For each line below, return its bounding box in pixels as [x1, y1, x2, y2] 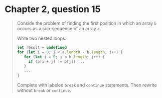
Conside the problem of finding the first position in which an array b [17, 20, 156, 26]
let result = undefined [17, 45, 67, 50]
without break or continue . [17, 87, 71, 93]
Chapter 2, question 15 [5, 4, 101, 15]
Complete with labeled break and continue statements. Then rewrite [17, 82, 157, 88]
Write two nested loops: [17, 35, 66, 41]
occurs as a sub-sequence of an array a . [17, 25, 101, 31]
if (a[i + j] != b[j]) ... [28, 59, 85, 64]
